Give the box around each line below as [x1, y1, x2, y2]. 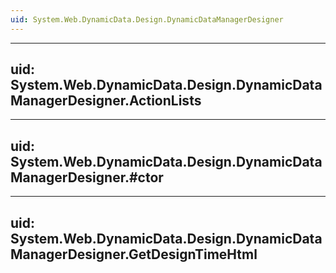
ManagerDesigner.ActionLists [10, 92, 202, 110]
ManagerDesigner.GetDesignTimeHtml [10, 246, 258, 263]
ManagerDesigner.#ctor [10, 169, 164, 186]
